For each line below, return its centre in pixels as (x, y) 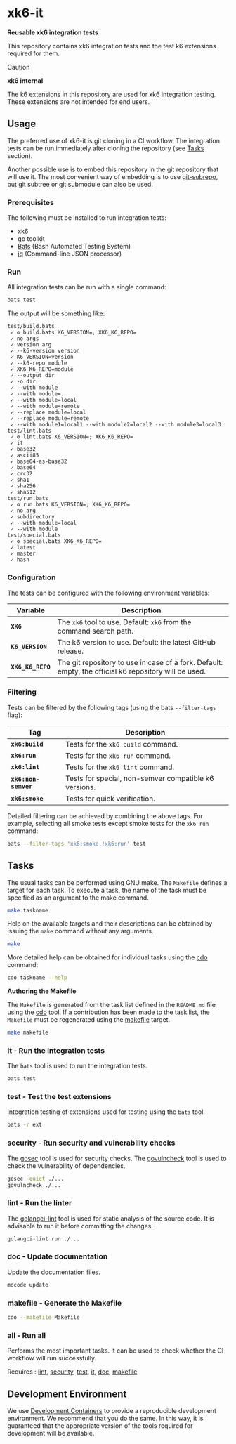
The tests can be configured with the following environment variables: (109, 593)
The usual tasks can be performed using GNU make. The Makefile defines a (117, 882)
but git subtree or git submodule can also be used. (80, 184)
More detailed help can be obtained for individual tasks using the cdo (107, 957)
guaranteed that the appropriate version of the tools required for (100, 1426)
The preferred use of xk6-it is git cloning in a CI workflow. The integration (113, 140)
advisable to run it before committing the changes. (80, 1226)
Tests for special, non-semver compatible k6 (140, 778)
